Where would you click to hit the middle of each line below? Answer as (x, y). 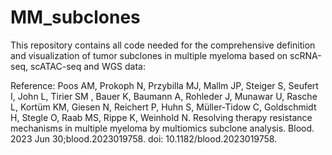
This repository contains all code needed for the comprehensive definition (163, 45)
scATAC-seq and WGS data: (88, 66)
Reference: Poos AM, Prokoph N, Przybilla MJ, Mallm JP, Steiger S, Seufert (164, 85)
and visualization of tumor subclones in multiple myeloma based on (149, 55)
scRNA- (305, 55)
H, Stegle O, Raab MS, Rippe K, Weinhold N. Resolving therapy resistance (161, 117)
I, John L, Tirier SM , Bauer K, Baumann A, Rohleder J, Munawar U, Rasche (164, 96)
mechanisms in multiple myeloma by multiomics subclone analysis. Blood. (162, 128)
